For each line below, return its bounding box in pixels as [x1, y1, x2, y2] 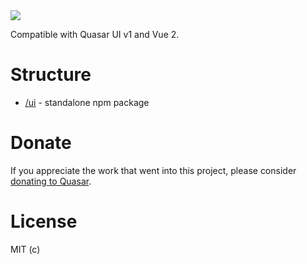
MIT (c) [10, 243, 41, 255]
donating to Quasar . [10, 175, 92, 187]
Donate [10, 132, 72, 154]
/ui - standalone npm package [24, 96, 150, 108]
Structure [10, 64, 92, 86]
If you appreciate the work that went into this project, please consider [10, 164, 297, 176]
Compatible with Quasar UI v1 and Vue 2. [10, 29, 180, 40]
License [10, 210, 78, 233]
